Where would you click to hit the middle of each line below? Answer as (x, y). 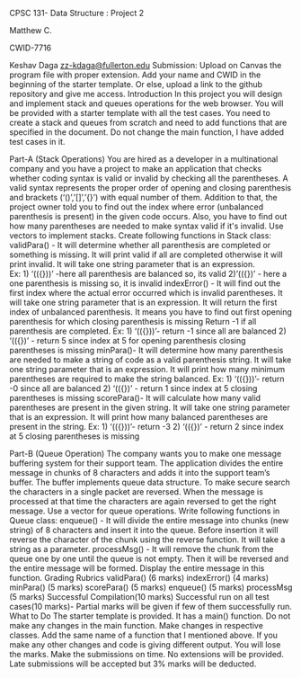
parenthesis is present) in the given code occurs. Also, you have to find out (148, 216)
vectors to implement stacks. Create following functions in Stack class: (141, 236)
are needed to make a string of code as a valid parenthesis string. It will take (150, 360)
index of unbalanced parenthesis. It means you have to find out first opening (150, 312)
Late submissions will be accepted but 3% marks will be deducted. (133, 664)
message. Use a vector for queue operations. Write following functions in (145, 511)
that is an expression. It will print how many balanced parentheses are (138, 417)
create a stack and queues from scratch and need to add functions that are (148, 122)
